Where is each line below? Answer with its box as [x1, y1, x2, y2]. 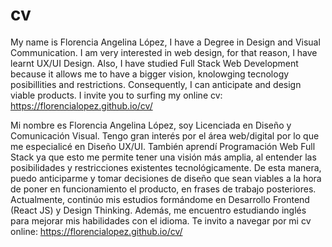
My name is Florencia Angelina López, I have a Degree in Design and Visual [10, 36, 321, 48]
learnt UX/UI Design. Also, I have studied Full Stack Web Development [10, 57, 299, 69]
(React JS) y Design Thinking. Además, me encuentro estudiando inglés [10, 204, 307, 216]
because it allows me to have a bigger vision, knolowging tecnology [10, 68, 290, 80]
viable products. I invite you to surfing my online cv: [10, 89, 223, 101]
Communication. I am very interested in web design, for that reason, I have [10, 46, 318, 58]
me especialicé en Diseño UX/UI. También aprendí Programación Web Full [10, 140, 316, 152]
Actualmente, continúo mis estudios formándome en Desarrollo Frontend [10, 193, 310, 205]
